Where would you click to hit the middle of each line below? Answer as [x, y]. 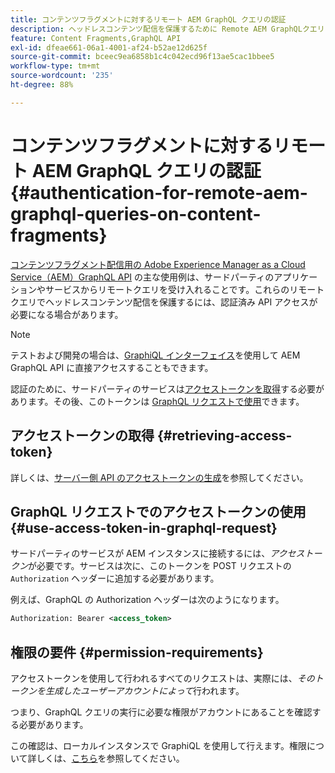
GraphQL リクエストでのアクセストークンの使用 [158, 511]
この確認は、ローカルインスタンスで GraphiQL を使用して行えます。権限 [158, 745]
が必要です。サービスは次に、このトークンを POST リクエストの [160, 566]
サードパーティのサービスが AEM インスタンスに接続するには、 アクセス [157, 553]
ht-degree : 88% [42, 85]
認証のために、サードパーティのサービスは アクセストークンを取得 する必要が [167, 388]
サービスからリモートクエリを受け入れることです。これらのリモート [184, 289]
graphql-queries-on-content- [136, 213]
